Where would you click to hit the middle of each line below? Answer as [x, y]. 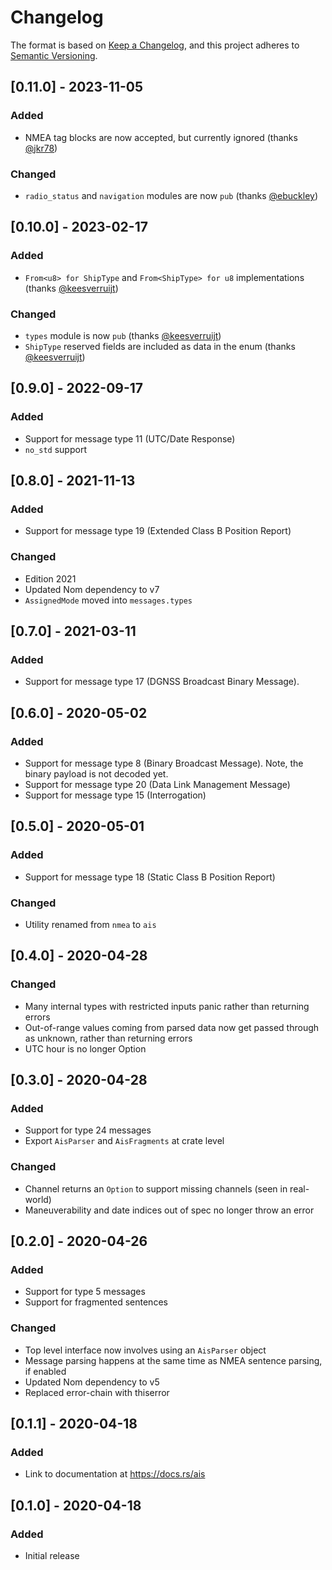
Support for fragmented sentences [96, 1302]
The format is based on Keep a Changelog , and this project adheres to [155, 45]
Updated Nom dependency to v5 [92, 1382]
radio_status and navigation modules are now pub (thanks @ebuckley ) [171, 195]
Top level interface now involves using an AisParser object [145, 1350]
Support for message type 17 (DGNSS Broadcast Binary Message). [162, 682]
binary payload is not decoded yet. [96, 773]
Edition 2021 [50, 578]
